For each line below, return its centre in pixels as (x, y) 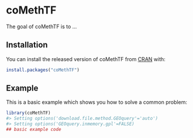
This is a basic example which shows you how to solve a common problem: (96, 102)
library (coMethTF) (28, 113)
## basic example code (34, 130)
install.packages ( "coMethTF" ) (43, 70)
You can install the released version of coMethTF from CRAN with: (86, 59)
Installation (27, 45)
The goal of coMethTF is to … (42, 26)
